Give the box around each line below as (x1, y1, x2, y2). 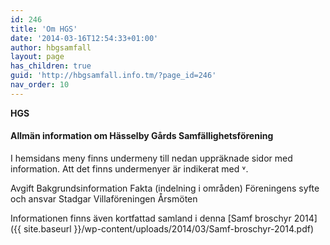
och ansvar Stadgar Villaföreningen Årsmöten (10, 192, 198, 205)
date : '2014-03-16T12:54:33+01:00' (10, 33, 159, 43)
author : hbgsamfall (10, 42, 92, 53)
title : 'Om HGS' (10, 24, 78, 34)
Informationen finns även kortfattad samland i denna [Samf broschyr (10, 212, 292, 224)
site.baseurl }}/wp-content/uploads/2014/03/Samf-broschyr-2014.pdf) (23, 222, 315, 235)
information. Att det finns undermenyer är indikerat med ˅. (10, 162, 249, 175)
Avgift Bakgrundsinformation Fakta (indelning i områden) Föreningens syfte (10, 182, 320, 194)
